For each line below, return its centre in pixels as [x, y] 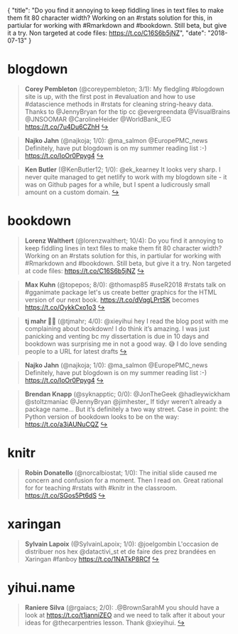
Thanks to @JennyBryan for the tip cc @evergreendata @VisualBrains [128, 111]
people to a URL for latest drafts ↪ [76, 351]
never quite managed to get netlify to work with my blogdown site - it [126, 176]
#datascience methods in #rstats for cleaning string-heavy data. [119, 104]
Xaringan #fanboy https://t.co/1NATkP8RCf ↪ [92, 559]
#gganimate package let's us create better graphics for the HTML [121, 292]
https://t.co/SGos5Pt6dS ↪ [65, 495]
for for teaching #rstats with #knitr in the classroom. [101, 487]
